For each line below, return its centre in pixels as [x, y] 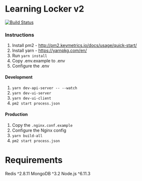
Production [16, 114]
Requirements [34, 160]
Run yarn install [29, 56]
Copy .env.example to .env [38, 61]
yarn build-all [27, 136]
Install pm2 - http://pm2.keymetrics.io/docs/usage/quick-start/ [74, 45]
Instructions [20, 35]
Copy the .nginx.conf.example [42, 125]
